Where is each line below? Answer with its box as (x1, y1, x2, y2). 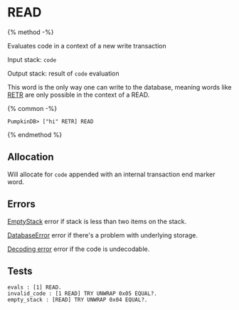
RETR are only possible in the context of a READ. (7, 90, 150, 99)
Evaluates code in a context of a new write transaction (7, 41, 166, 50)
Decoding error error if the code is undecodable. (7, 245, 150, 253)
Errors (7, 198, 36, 210)
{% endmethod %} (7, 130, 63, 139)
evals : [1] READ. (7, 284, 62, 292)
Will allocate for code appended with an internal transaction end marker (7, 170, 216, 178)
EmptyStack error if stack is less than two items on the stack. (7, 217, 187, 225)
